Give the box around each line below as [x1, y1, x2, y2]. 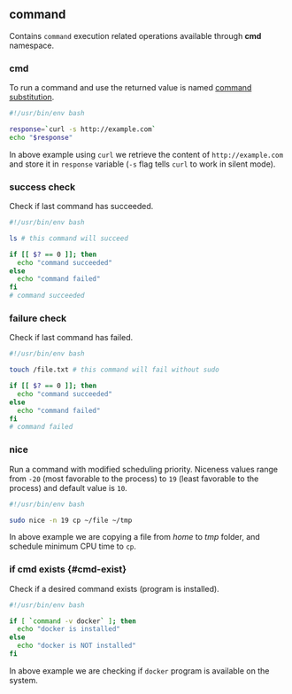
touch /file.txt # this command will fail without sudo [9, 365, 219, 375]
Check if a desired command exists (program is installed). [9, 583, 219, 594]
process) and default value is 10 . [9, 482, 128, 493]
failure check [9, 312, 67, 324]
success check [9, 181, 76, 193]
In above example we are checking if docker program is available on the [9, 665, 270, 676]
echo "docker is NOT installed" [17, 642, 137, 651]
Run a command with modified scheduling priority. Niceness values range [9, 464, 279, 474]
